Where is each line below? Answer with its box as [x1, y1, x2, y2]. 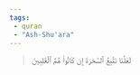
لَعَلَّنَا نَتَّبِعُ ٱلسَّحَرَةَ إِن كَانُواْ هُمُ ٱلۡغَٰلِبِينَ [31, 55, 132, 66]
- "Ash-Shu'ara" [13, 30, 75, 39]
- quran [13, 22, 42, 31]
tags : [9, 13, 30, 23]
